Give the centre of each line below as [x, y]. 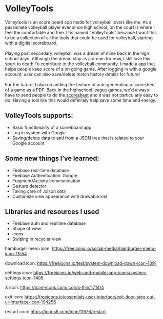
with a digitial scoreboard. [31, 43]
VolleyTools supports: [39, 116]
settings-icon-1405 [24, 278]
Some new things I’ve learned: [52, 159]
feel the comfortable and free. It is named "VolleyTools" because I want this [81, 32]
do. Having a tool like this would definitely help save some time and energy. [81, 100]
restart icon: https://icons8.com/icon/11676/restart [55, 312]
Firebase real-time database [41, 170]
